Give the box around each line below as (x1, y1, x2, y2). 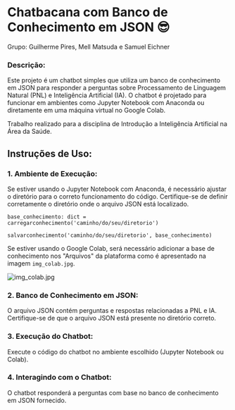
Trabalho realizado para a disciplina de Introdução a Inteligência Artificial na (7, 120, 227, 128)
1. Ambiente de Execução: (7, 168, 98, 178)
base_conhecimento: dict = (7, 213, 87, 220)
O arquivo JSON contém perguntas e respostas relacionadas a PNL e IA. (7, 306, 217, 315)
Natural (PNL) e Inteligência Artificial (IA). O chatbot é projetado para (7, 91, 207, 99)
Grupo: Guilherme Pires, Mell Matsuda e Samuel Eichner (7, 42, 170, 51)
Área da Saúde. (7, 128, 53, 136)
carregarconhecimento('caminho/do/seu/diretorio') (7, 219, 159, 226)
